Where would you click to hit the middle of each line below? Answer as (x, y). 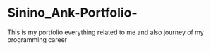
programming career (37, 39)
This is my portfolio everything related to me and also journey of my (106, 32)
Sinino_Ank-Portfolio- (72, 13)
